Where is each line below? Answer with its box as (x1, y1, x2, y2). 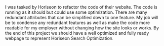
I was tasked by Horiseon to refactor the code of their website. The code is (5, 4, 158, 10)
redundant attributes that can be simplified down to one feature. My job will (5, 15, 159, 20)
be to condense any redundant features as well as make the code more (5, 20, 150, 25)
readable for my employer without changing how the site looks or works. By (5, 25, 159, 31)
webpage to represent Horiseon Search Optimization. (5, 35, 114, 41)
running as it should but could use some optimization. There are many (5, 9, 147, 15)
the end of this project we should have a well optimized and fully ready (5, 30, 149, 36)
